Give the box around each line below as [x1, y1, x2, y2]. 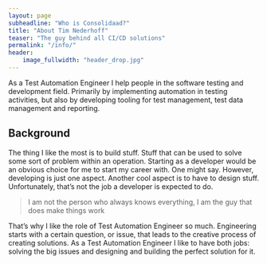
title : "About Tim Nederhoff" [8, 26, 109, 34]
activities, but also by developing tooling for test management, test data [8, 95, 244, 104]
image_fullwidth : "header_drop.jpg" [22, 57, 145, 65]
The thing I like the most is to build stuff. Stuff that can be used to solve [8, 148, 242, 157]
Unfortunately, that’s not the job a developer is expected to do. [8, 181, 214, 191]
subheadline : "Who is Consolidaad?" [8, 19, 130, 27]
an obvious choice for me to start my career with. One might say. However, [8, 164, 253, 174]
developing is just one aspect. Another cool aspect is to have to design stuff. [8, 173, 260, 183]
